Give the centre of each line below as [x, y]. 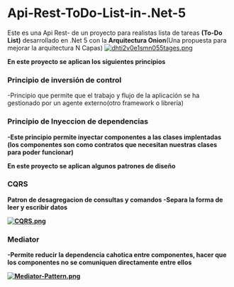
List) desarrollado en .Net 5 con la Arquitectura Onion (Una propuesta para [117, 40]
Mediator [23, 239]
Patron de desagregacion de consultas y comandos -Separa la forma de [115, 200]
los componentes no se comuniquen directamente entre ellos [100, 262]
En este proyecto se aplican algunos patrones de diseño [91, 166]
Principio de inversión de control [65, 80]
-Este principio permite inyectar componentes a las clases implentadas [115, 137]
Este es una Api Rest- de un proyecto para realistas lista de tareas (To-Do [115, 33]
